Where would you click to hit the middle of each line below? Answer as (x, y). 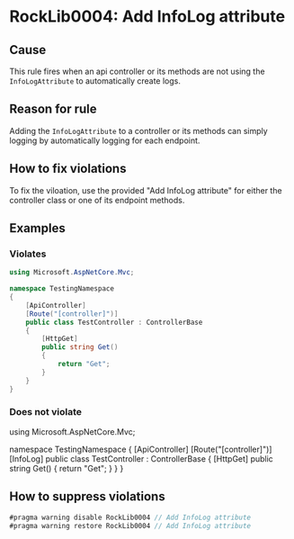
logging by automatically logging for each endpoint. (105, 140)
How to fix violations (68, 169)
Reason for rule (53, 109)
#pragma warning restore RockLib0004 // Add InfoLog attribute (130, 526)
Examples (37, 228)
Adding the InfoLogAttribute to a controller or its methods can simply (138, 130)
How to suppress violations (87, 497)
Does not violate (46, 412)
